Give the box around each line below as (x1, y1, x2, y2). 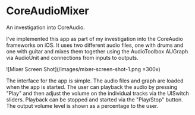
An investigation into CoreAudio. (6, 24, 85, 31)
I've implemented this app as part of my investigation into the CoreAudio (6, 35, 183, 42)
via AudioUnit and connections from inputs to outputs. (6, 54, 139, 61)
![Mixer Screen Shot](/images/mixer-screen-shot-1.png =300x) (6, 65, 161, 72)
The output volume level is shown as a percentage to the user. (6, 102, 159, 109)
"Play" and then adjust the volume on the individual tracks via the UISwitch (6, 90, 189, 97)
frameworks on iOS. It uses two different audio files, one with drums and (6, 41, 184, 49)
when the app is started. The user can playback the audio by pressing (6, 83, 177, 90)
